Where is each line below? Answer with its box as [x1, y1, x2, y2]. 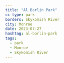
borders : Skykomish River [5, 17, 59, 22]
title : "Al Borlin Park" [5, 7, 57, 13]
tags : [5, 36, 17, 41]
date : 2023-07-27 [5, 26, 42, 31]
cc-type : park [5, 12, 35, 17]
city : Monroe [5, 21, 33, 27]
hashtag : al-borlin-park [5, 31, 57, 36]
